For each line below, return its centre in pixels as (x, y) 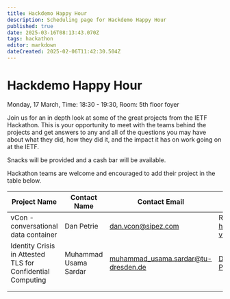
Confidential (30, 271)
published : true (30, 26)
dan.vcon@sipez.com (144, 226)
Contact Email (161, 201)
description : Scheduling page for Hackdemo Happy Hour (87, 20)
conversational (34, 226)
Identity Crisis (33, 246)
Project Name (34, 201)
